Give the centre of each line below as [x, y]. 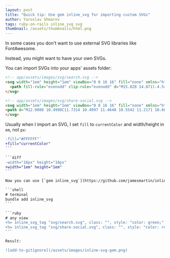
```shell [14, 190]
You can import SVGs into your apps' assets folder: [58, 68]
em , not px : [16, 130]
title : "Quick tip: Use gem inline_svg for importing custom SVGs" [78, 15]
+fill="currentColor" [28, 144]
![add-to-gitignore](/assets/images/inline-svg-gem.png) [67, 250]
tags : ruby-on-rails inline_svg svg [44, 24]
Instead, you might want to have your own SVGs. [56, 58]
